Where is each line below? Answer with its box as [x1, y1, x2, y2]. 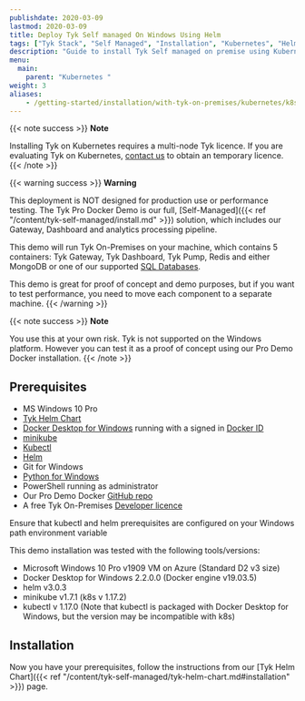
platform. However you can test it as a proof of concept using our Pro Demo [9, 343, 293, 354]
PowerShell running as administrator [22, 481, 159, 492]
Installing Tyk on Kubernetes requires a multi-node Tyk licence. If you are [9, 140, 283, 151]
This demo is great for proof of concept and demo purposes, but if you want [9, 279, 295, 290]
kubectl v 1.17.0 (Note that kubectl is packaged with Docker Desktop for [22, 602, 289, 613]
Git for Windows [22, 462, 84, 472]
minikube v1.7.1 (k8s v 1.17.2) [22, 592, 127, 603]
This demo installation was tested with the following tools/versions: [9, 545, 261, 556]
